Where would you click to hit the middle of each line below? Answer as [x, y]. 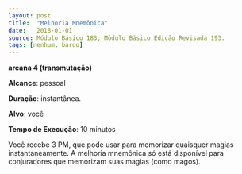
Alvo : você [26, 114]
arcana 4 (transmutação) [50, 68]
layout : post [30, 15]
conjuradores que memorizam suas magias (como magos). [104, 162]
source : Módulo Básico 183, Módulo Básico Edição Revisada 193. [117, 38]
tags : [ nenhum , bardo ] [46, 45]
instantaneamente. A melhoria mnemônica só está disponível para [116, 153]
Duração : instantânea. [45, 99]
